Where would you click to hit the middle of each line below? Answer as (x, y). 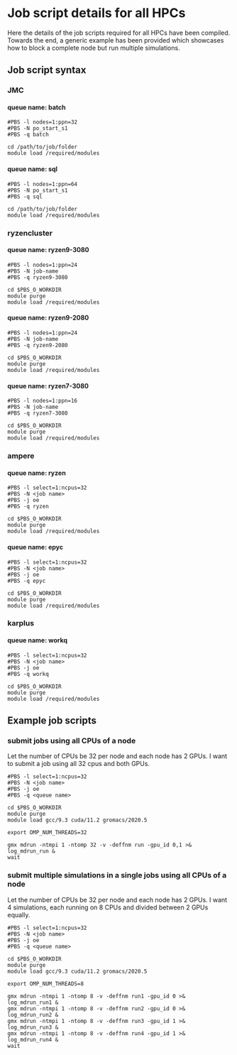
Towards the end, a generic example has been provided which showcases (116, 40)
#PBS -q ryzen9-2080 (38, 345)
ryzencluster (30, 233)
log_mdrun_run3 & (33, 1027)
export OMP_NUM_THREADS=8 (45, 984)
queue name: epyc (35, 547)
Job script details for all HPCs (97, 13)
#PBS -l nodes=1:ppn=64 (43, 184)
